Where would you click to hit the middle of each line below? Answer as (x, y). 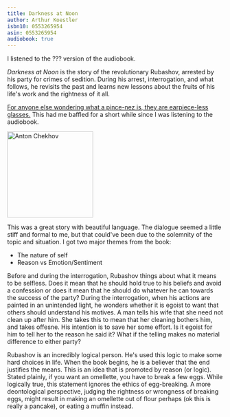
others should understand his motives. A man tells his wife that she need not (115, 312)
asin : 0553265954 (32, 33)
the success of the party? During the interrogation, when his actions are (109, 298)
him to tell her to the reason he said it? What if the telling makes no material (113, 334)
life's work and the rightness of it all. (58, 94)
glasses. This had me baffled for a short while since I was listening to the (110, 115)
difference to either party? (44, 342)
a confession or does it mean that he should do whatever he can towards (110, 290)
